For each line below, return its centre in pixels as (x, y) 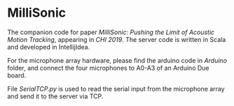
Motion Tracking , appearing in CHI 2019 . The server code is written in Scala (117, 39)
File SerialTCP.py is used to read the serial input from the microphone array (116, 89)
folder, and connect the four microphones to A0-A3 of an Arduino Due (108, 68)
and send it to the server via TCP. (55, 96)
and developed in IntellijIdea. (49, 47)
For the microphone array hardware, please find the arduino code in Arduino (117, 60)
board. (17, 75)
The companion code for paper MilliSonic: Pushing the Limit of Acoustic (111, 32)
